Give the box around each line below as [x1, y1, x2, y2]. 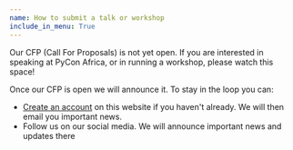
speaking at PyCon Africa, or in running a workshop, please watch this [9, 56, 274, 67]
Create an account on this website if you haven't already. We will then [22, 101, 285, 112]
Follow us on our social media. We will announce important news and [22, 120, 282, 132]
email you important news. [22, 111, 123, 122]
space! [9, 65, 35, 77]
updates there [22, 130, 76, 141]
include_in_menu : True [9, 22, 96, 31]
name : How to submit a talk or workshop [9, 13, 166, 23]
